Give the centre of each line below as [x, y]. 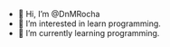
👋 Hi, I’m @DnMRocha [59, 14]
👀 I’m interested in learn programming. [89, 23]
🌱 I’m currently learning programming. [89, 33]
